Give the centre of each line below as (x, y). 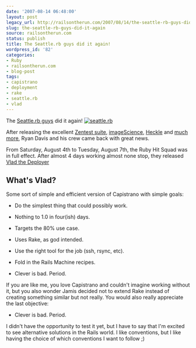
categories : (20, 55)
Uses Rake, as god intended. (49, 240)
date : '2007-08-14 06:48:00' (41, 11)
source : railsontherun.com (39, 33)
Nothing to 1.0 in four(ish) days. (52, 217)
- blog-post (20, 71)
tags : (13, 77)
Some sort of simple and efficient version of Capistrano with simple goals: (95, 194)
